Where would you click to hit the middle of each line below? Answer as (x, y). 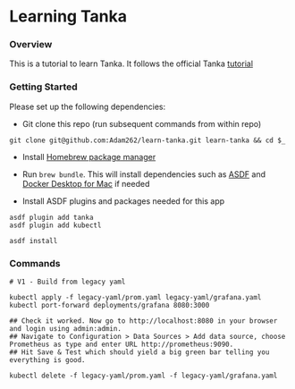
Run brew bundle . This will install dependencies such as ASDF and (144, 174)
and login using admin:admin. (66, 329)
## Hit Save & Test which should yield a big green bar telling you (139, 352)
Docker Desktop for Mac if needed (86, 183)
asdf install (34, 241)
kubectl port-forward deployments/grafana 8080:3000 (110, 306)
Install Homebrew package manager (89, 156)
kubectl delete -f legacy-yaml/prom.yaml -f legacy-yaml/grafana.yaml (143, 376)
